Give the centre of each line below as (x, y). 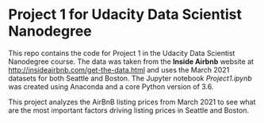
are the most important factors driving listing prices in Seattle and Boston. (129, 110)
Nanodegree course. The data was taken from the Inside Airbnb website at (131, 61)
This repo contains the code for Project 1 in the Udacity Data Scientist (122, 53)
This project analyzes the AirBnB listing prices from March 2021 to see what (132, 102)
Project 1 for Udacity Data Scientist (125, 15)
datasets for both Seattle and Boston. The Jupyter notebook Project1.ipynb (130, 78)
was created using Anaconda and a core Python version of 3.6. (111, 86)
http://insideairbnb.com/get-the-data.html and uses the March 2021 (119, 69)
